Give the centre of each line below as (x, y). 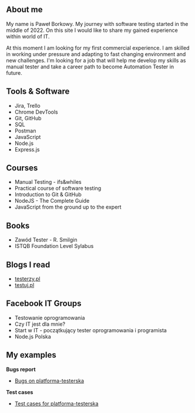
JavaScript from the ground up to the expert (68, 207)
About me (24, 10)
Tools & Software (38, 92)
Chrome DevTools (36, 112)
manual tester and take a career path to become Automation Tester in (90, 67)
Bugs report (21, 369)
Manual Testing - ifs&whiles (48, 182)
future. (14, 72)
